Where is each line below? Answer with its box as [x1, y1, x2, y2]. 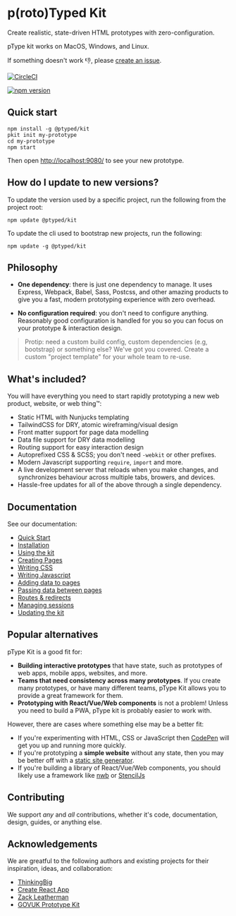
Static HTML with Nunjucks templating [17, 413, 130, 421]
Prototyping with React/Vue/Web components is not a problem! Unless [17, 699, 229, 707]
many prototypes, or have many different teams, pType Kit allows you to [17, 683, 227, 692]
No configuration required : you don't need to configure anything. [17, 309, 209, 318]
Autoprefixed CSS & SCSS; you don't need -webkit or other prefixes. [17, 450, 217, 459]
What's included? [7, 373, 87, 385]
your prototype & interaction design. [17, 324, 123, 332]
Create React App [17, 886, 70, 894]
